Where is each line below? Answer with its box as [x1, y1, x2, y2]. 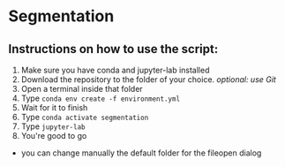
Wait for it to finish [20, 102, 88, 112]
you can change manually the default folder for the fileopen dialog [20, 148, 262, 158]
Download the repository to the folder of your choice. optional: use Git [20, 74, 277, 85]
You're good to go [20, 131, 87, 140]
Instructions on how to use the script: [8, 42, 219, 57]
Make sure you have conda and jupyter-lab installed [20, 65, 210, 75]
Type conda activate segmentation [20, 112, 149, 122]
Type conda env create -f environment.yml [20, 93, 181, 103]
